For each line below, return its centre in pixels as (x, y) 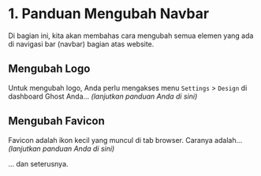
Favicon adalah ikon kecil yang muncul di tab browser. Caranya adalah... (125, 140)
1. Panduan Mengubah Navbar (109, 14)
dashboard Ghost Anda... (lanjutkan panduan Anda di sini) (103, 96)
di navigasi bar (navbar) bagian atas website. (81, 43)
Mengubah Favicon (56, 121)
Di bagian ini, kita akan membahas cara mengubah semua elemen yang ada (131, 36)
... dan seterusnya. (38, 163)
